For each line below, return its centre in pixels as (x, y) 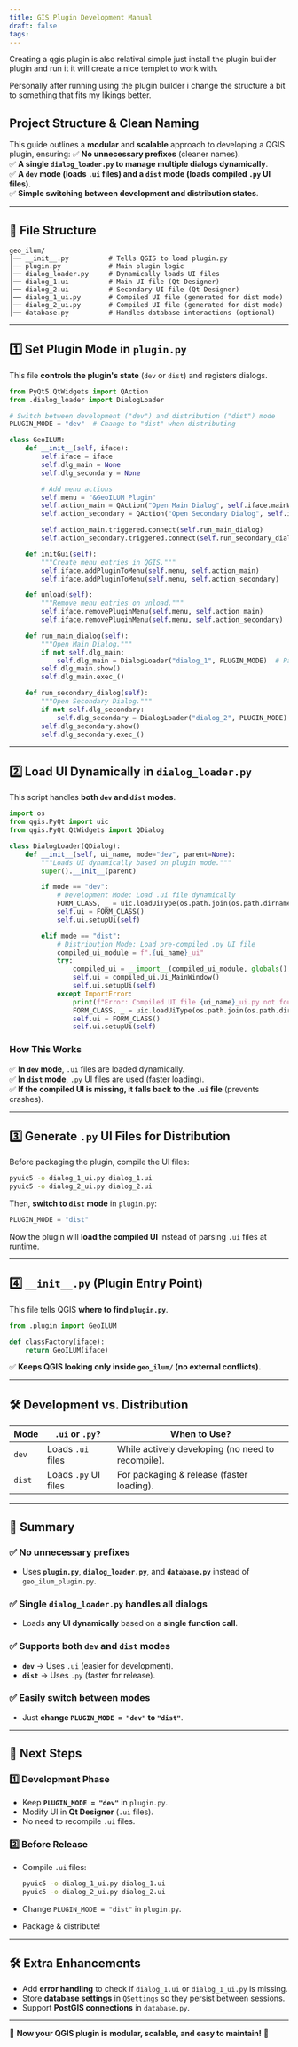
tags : (19, 34)
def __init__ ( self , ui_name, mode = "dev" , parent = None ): (131, 854)
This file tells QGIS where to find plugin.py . (89, 1309)
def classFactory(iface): (57, 1342)
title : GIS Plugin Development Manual (81, 17)
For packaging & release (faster (182, 1475)
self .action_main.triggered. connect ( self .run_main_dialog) (153, 530)
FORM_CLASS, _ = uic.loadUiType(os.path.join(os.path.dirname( (176, 904)
